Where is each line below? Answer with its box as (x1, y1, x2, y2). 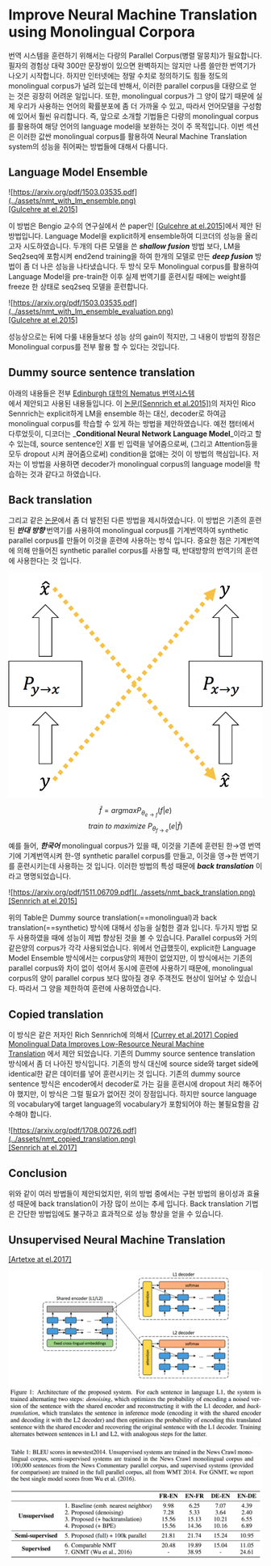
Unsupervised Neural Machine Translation (8, 1233, 226, 1246)
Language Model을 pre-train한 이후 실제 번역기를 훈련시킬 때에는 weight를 (8, 271, 247, 281)
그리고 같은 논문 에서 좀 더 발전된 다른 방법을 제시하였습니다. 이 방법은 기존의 (8, 515, 248, 525)
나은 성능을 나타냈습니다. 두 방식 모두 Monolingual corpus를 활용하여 (40, 261, 260, 271)
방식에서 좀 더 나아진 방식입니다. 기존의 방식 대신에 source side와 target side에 (8, 1059, 259, 1069)
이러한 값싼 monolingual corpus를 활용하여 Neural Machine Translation (16, 131, 248, 141)
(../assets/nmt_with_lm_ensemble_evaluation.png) (8, 306, 174, 316)
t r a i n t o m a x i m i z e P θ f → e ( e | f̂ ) (88, 821, 183, 834)
